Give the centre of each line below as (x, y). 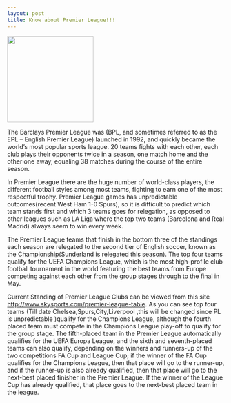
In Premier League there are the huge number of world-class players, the (111, 182)
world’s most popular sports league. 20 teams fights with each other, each (113, 146)
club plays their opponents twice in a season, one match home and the (108, 154)
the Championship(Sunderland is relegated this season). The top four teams (115, 254)
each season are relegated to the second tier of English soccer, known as (111, 246)
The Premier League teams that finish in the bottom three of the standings (112, 239)
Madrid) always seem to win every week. (65, 226)
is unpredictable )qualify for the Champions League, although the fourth (109, 319)
